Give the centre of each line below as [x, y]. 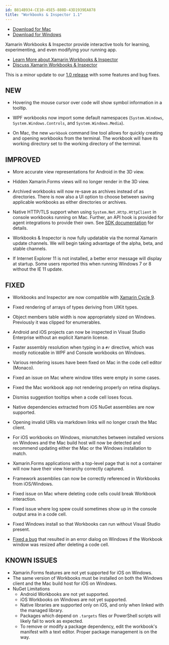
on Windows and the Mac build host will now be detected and [77, 443]
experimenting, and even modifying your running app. [61, 50]
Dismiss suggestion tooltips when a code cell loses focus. [73, 397]
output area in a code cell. [40, 514]
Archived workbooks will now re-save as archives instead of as [78, 191]
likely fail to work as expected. [51, 621]
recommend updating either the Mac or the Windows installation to [82, 448]
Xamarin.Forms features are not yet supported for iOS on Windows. [82, 573]
